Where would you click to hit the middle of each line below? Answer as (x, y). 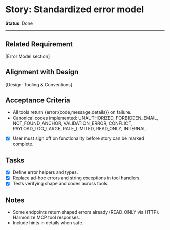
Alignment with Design (42, 72)
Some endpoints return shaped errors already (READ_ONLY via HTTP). (86, 212)
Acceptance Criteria (38, 100)
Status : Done (19, 23)
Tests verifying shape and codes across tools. (60, 184)
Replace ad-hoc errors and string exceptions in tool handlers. (76, 178)
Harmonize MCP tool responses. (46, 218)
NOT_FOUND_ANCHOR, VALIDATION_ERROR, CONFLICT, (72, 123)
